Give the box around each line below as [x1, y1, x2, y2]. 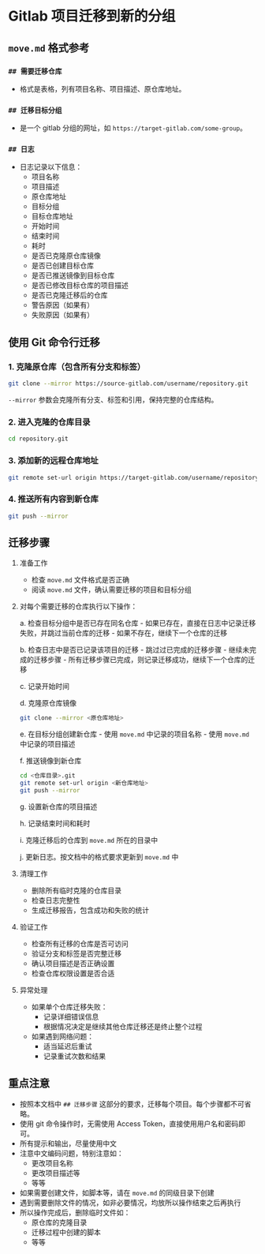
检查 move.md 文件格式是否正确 [31, 575, 130, 585]
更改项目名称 [31, 1158, 73, 1168]
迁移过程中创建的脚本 [31, 1227, 101, 1237]
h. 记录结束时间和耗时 [19, 818, 91, 828]
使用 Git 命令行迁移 [8, 335, 101, 349]
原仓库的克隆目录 [31, 1217, 88, 1227]
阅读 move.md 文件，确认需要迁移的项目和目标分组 [31, 585, 192, 594]
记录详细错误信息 [43, 1012, 99, 1021]
